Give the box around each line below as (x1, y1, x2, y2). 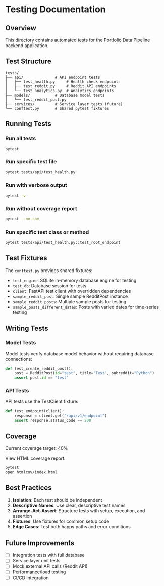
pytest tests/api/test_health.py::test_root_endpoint (5, 240, 121, 245)
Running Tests (5, 120, 51, 128)
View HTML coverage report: (5, 455, 66, 461)
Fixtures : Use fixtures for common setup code (12, 518, 110, 524)
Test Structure (5, 57, 52, 66)
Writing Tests (5, 324, 49, 333)
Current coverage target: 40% (5, 445, 68, 451)
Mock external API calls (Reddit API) (12, 563, 88, 569)
